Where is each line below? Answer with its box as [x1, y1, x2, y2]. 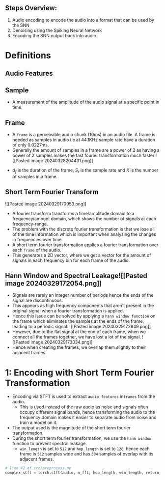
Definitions [5, 50, 52, 61]
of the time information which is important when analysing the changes [12, 231, 156, 237]
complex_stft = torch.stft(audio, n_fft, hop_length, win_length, [5, 470, 144, 476]
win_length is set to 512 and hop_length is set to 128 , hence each [19, 446, 150, 452]
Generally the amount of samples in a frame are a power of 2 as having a [12, 147, 160, 153]
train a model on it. [19, 420, 58, 425]
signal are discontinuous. [12, 297, 63, 304]
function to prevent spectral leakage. [12, 441, 87, 447]
